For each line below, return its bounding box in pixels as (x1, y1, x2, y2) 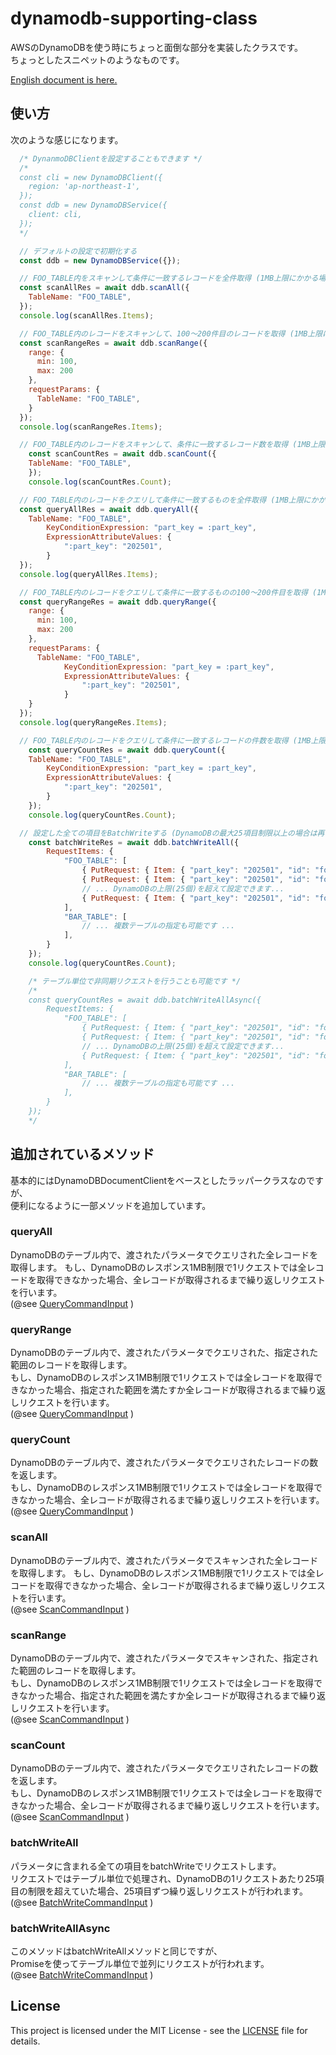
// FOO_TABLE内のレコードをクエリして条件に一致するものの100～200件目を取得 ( (19, 587, 318, 597)
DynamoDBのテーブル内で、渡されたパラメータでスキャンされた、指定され (10, 1652, 319, 1664)
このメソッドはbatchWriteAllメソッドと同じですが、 (10, 1945, 223, 1957)
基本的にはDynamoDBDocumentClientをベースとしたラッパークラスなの (10, 1174, 307, 1186)
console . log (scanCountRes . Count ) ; (28, 477, 172, 487)
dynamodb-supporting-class (10, 7, 258, 30)
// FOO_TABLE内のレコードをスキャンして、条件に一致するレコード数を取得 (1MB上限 (19, 440, 326, 450)
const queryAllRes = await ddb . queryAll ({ (19, 504, 199, 514)
